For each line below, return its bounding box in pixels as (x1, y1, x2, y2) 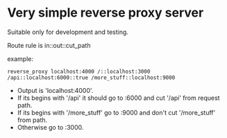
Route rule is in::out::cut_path (7, 41, 91, 49)
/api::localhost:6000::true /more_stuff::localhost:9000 (7, 74, 176, 81)
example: (7, 54, 33, 63)
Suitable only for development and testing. (7, 28, 128, 36)
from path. (17, 116, 48, 124)
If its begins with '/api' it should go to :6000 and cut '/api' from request (17, 94, 220, 102)
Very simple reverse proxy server (7, 5, 204, 21)
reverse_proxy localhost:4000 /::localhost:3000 (7, 68, 151, 75)
